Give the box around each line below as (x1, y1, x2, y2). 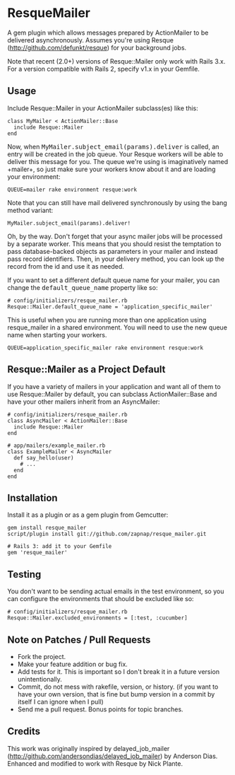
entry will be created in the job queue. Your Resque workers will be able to (7, 150, 224, 158)
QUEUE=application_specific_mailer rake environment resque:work (7, 344, 203, 351)
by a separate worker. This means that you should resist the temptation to (7, 239, 222, 248)
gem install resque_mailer (7, 525, 87, 532)
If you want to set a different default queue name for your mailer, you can (7, 276, 220, 284)
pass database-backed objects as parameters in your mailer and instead (7, 247, 218, 255)
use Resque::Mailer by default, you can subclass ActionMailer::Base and (7, 390, 217, 398)
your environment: (7, 172, 61, 181)
